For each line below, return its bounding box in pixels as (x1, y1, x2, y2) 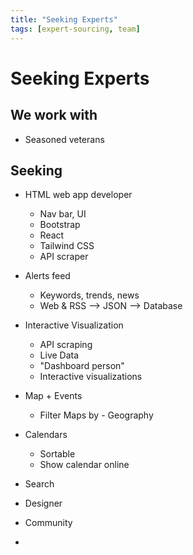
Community (24, 517, 73, 529)
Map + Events (24, 390, 83, 402)
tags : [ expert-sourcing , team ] (10, 24, 141, 34)
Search (24, 478, 55, 490)
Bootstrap (39, 219, 81, 231)
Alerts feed (24, 270, 71, 282)
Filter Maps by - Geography (39, 409, 154, 421)
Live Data (39, 349, 80, 361)
